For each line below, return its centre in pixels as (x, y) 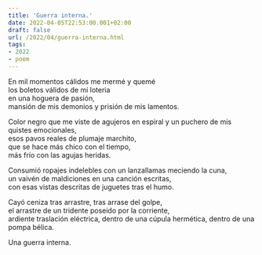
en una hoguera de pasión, (52, 98)
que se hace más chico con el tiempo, (69, 147)
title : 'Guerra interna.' (50, 15)
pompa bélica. (31, 227)
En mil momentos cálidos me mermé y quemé (82, 81)
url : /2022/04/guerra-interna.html (66, 37)
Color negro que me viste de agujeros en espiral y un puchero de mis (120, 122)
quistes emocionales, (42, 129)
